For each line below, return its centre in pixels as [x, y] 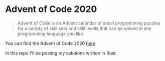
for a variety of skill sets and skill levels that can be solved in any [84, 28]
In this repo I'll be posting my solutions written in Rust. [61, 53]
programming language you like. [51, 33]
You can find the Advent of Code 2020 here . [51, 43]
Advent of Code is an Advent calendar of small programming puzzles [89, 23]
